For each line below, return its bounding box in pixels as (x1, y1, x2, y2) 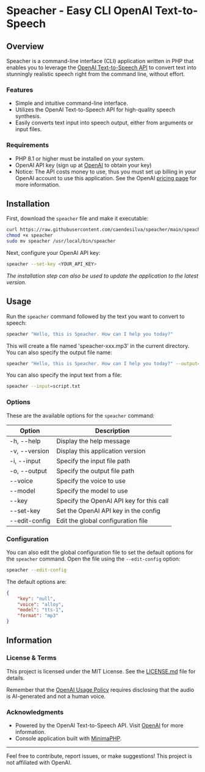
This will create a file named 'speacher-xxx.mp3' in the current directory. (6, 342, 190, 349)
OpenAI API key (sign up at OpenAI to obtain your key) (15, 161, 152, 168)
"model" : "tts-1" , (17, 607, 64, 613)
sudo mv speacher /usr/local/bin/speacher (6, 238, 116, 244)
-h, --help (9, 436, 41, 445)
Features (6, 85, 34, 94)
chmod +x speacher (6, 232, 53, 239)
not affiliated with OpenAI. (6, 759, 72, 766)
